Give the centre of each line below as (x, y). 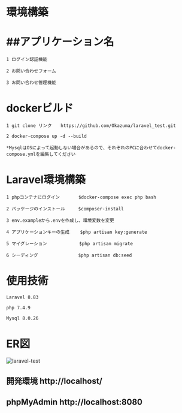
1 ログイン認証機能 (27, 60)
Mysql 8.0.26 (22, 318)
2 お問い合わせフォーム (31, 71)
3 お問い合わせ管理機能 (31, 83)
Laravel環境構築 (46, 180)
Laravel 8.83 (22, 297)
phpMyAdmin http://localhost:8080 (74, 402)
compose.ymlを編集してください (41, 154)
